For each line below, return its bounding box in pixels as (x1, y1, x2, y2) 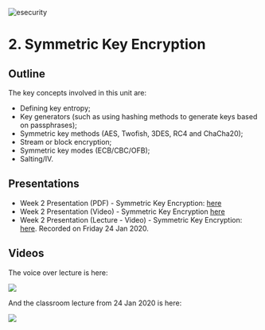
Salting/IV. (19, 154, 54, 163)
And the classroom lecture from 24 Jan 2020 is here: (8, 298, 182, 308)
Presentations (8, 177, 80, 191)
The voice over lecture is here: (8, 267, 108, 278)
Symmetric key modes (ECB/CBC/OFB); (19, 146, 150, 155)
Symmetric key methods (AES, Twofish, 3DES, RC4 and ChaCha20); (19, 129, 244, 138)
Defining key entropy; (19, 103, 91, 113)
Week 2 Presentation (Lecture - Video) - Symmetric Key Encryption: (19, 215, 243, 224)
